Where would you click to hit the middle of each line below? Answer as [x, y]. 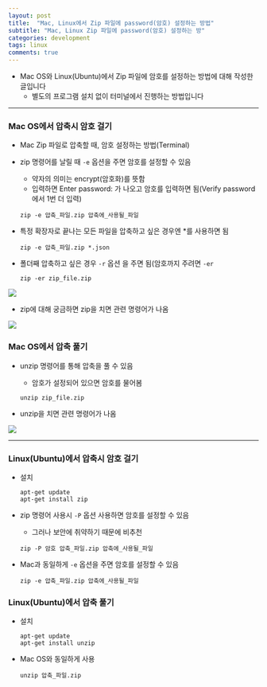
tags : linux [28, 45]
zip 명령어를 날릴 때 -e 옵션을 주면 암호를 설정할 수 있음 [105, 162]
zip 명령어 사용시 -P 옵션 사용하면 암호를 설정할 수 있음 [104, 515]
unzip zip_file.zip [52, 398]
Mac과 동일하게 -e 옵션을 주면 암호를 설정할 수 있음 [99, 564]
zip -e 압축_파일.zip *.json [64, 248]
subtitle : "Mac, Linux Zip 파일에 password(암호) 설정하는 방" [106, 30]
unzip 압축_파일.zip [50, 676]
